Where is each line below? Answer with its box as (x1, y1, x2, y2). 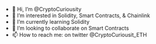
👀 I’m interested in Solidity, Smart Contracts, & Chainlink (11, 12, 151, 19)
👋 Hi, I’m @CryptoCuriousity (11, 6, 82, 12)
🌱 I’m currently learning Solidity (11, 18, 90, 25)
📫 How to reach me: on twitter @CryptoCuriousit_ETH (11, 32, 147, 38)
